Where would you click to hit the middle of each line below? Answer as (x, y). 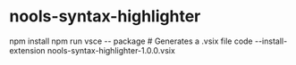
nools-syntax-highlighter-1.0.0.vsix (112, 50)
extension (28, 50)
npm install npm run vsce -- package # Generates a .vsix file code (131, 41)
